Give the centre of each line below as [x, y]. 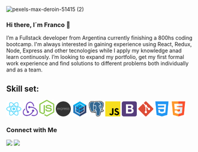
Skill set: [22, 89]
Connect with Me [32, 130]
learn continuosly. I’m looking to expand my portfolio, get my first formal [95, 57]
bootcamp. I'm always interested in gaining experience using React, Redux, [99, 44]
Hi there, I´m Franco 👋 [38, 25]
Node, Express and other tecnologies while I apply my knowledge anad [94, 50]
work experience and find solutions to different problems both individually [97, 64]
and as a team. [25, 70]
